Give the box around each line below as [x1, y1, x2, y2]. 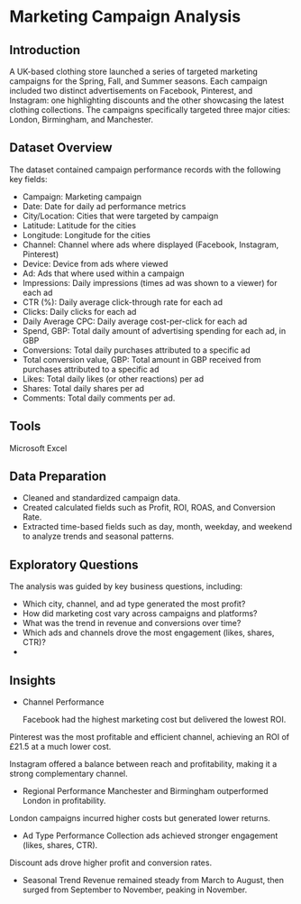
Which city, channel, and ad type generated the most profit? [22, 598, 246, 610]
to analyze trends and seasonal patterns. [22, 530, 174, 542]
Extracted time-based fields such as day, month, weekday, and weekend [22, 521, 293, 532]
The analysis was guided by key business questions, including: [9, 581, 243, 592]
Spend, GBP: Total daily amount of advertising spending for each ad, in [22, 325, 287, 336]
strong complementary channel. [9, 769, 128, 779]
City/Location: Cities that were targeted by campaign [22, 210, 219, 221]
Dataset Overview [9, 140, 113, 155]
